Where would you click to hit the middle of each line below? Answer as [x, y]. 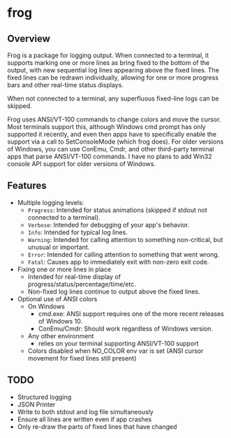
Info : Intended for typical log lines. [77, 232]
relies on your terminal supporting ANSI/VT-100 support [118, 343]
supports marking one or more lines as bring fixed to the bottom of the [109, 63]
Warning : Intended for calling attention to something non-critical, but [125, 239]
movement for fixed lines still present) [82, 358]
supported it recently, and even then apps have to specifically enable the [112, 134]
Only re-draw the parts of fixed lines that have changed [97, 426]
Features [27, 186]
